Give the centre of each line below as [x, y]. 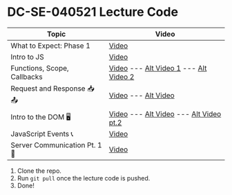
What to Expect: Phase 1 [51, 46]
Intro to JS [27, 57]
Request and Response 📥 [52, 89]
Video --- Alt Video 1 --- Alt [158, 68]
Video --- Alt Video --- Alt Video [165, 113]
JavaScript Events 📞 [42, 133]
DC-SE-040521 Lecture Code [93, 12]
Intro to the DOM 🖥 [41, 117]
